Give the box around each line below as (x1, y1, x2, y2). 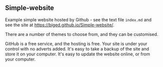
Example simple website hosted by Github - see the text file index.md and (5, 17, 152, 22)
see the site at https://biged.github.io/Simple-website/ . (5, 22, 114, 28)
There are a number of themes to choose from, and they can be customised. (5, 31, 159, 37)
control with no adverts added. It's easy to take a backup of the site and (5, 46, 149, 51)
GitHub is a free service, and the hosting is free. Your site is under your (5, 41, 147, 47)
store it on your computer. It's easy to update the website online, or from (5, 51, 150, 57)
